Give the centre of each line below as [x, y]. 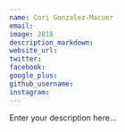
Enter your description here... [63, 118]
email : [21, 26]
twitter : [25, 59]
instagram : [29, 92]
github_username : [42, 84]
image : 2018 [31, 34]
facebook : [28, 68]
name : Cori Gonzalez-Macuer [62, 17]
